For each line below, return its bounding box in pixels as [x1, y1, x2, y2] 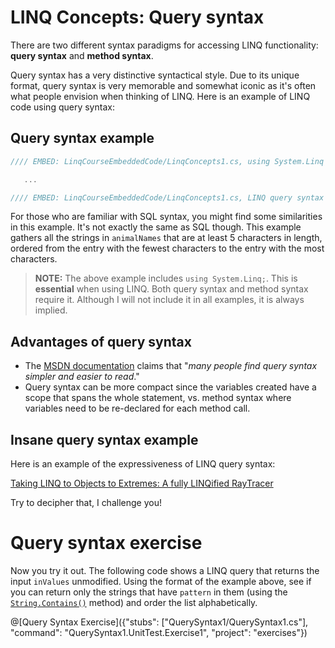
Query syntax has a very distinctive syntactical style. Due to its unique [10, 69, 300, 81]
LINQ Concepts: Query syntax [10, 6, 265, 29]
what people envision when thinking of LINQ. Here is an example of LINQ [10, 90, 311, 102]
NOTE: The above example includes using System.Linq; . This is [34, 272, 298, 285]
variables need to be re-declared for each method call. [24, 402, 251, 415]
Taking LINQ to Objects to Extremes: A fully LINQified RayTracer [10, 477, 274, 489]
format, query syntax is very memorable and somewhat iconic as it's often [10, 79, 317, 91]
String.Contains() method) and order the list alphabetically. [10, 596, 258, 608]
